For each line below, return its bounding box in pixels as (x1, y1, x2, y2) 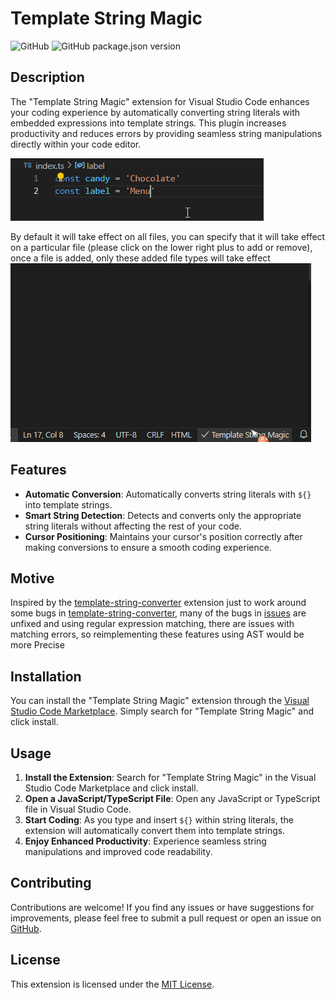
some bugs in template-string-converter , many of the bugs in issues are (10, 607, 307, 619)
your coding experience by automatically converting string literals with (10, 106, 300, 118)
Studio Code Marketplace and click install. (24, 782, 199, 794)
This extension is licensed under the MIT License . (10, 978, 215, 990)
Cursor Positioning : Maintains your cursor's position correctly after (24, 530, 303, 542)
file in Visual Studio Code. (24, 803, 132, 815)
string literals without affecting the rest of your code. (24, 520, 242, 532)
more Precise (10, 639, 65, 651)
